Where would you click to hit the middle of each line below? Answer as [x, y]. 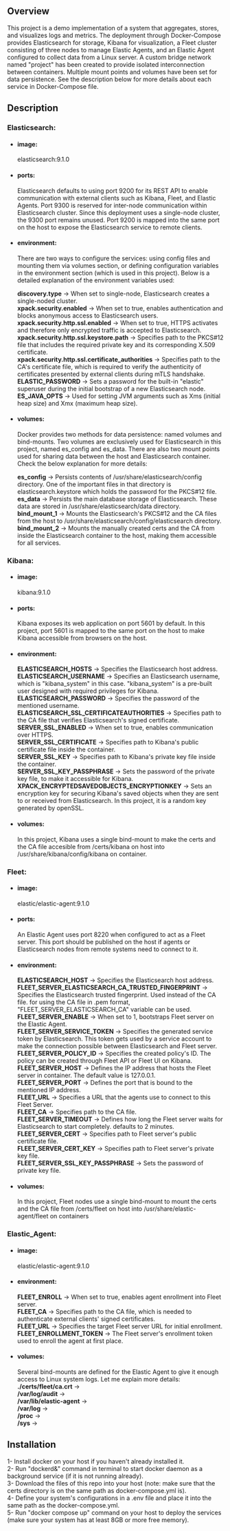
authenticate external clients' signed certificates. [86, 1319]
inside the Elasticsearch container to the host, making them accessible [117, 535]
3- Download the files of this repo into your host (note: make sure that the [111, 1483]
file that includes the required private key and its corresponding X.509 [116, 344]
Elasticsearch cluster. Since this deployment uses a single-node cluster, [118, 212]
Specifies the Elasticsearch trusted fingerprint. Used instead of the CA [116, 995]
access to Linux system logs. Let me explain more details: [99, 1379]
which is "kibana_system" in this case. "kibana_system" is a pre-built [115, 684]
